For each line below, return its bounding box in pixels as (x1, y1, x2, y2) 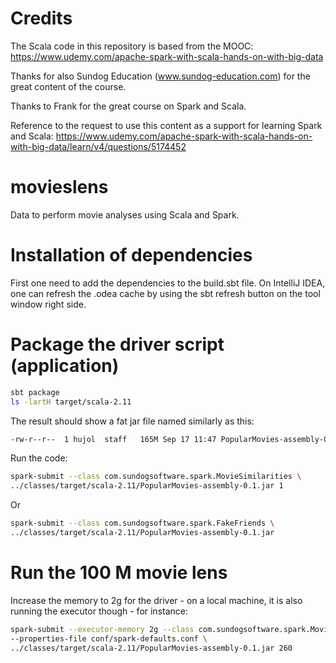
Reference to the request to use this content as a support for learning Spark (10, 119, 323, 131)
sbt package (10, 387, 60, 397)
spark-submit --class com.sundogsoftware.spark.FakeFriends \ (10, 518, 275, 529)
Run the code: (10, 452, 68, 464)
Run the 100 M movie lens (10, 562, 228, 584)
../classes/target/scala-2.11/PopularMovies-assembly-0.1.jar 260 (10, 643, 293, 653)
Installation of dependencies (10, 244, 253, 267)
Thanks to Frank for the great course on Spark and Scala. (10, 100, 247, 112)
